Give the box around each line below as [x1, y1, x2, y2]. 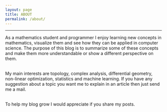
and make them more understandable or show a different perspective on [5, 51, 154, 56]
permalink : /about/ [5, 16, 46, 21]
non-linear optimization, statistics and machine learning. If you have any [5, 76, 153, 82]
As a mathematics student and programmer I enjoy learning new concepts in [5, 35, 162, 41]
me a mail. [5, 86, 26, 92]
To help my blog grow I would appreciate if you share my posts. [5, 101, 135, 107]
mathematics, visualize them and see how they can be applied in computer [5, 40, 158, 46]
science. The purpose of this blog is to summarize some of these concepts [5, 45, 159, 51]
